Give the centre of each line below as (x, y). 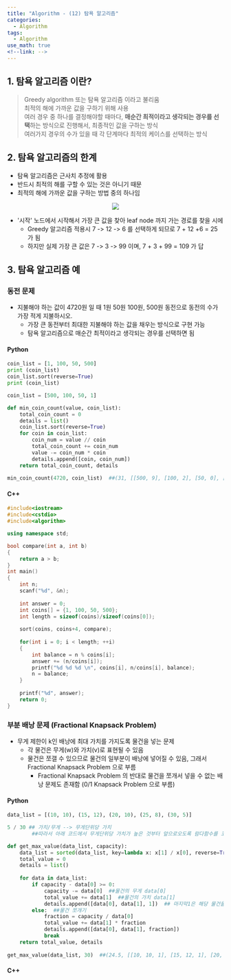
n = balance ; (51, 674)
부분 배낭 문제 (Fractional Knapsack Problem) (82, 725)
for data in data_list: (54, 878)
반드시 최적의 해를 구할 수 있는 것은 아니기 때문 (79, 184)
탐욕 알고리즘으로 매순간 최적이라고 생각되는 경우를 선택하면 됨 (111, 333)
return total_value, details (61, 942)
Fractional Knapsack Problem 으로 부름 (81, 767)
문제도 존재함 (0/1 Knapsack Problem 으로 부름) (110, 785)
